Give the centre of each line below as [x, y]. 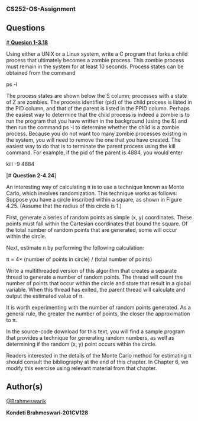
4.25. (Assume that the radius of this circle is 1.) [64, 206]
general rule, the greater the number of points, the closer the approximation [98, 314]
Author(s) [25, 387]
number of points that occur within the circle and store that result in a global [98, 283]
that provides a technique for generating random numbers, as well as [90, 337]
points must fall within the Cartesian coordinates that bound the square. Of [97, 224]
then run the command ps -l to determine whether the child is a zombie [93, 127]
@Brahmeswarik [26, 401]
